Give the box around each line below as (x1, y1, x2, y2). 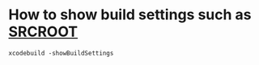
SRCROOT (8, 22, 79, 41)
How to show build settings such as (8, 6, 252, 24)
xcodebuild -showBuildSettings (8, 49, 114, 57)
